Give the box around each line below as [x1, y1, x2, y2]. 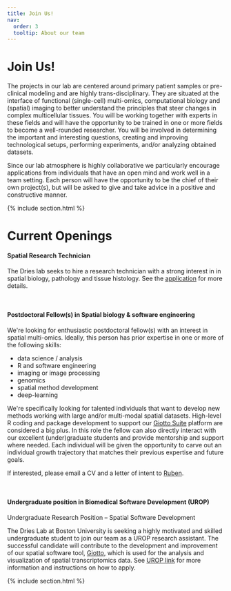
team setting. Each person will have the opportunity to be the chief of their [7, 176, 219, 184]
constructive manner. [7, 191, 68, 199]
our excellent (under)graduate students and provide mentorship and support [7, 433, 224, 442]
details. [7, 281, 28, 290]
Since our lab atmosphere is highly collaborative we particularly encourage [7, 162, 220, 170]
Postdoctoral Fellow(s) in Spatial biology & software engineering [7, 311, 195, 319]
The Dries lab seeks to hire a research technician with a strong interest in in [7, 267, 221, 275]
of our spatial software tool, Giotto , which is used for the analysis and [7, 548, 205, 556]
